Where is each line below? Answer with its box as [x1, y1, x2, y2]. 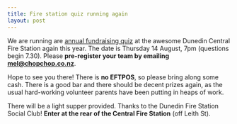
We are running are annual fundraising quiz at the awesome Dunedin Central [7, 36, 231, 45]
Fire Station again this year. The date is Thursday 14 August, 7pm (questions [7, 44, 229, 52]
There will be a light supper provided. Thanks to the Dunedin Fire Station [7, 101, 219, 110]
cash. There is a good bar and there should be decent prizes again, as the [7, 80, 223, 89]
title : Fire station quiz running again [7, 10, 129, 18]
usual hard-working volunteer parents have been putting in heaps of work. [7, 88, 224, 96]
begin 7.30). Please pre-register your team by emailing [7, 51, 170, 60]
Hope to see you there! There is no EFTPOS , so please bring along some [7, 72, 219, 81]
